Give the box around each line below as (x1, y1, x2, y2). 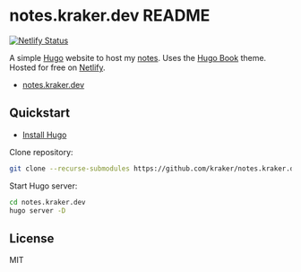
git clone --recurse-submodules (9, 163, 130, 173)
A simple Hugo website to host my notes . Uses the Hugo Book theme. (9, 52, 267, 63)
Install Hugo (21, 129, 67, 140)
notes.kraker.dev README (9, 5, 211, 26)
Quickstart (9, 105, 71, 121)
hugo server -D (9, 206, 66, 215)
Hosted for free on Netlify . (9, 62, 106, 73)
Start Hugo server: (9, 180, 78, 191)
